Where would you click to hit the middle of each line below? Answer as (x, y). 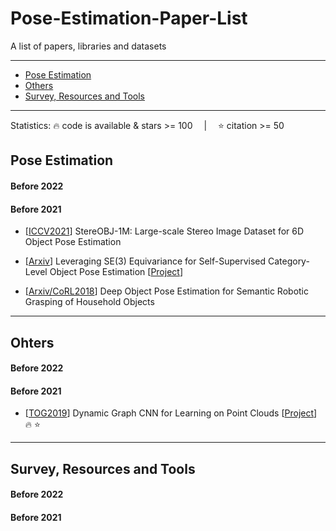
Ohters (32, 342)
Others (39, 85)
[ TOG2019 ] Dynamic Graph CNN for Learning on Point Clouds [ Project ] (171, 413)
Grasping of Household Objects (89, 302)
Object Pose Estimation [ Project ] (116, 272)
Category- (288, 261)
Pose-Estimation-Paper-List (129, 18)
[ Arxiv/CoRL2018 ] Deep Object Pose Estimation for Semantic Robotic (166, 291)
